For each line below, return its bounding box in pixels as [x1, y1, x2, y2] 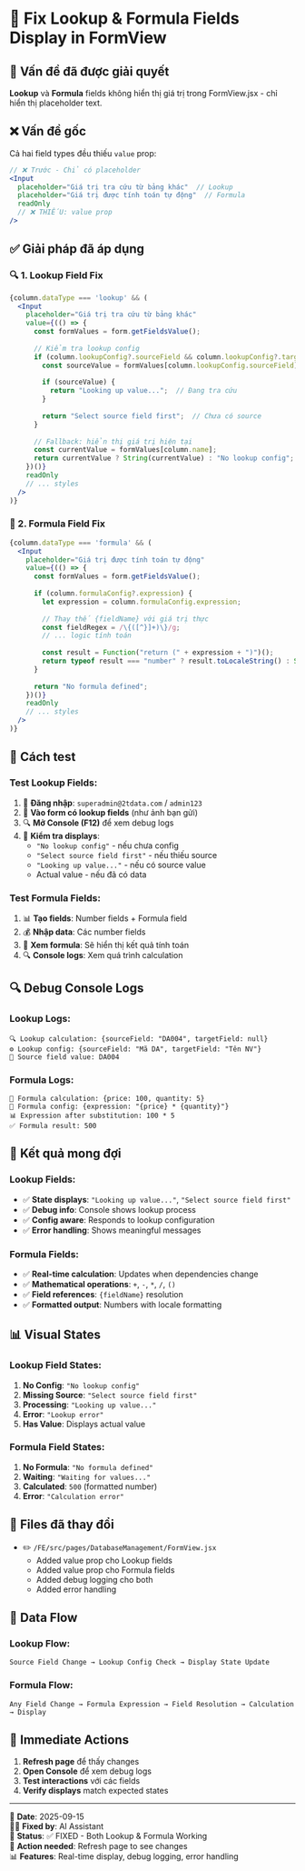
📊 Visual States [9, 1327, 102, 1343]
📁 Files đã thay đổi [9, 1517, 115, 1533]
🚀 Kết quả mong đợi [9, 1146, 122, 1162]
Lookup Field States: [9, 1359, 103, 1372]
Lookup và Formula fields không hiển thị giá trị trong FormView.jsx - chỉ [9, 88, 279, 98]
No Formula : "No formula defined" [22, 1461, 154, 1472]
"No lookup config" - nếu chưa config [35, 840, 179, 851]
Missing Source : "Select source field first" [22, 1389, 198, 1400]
